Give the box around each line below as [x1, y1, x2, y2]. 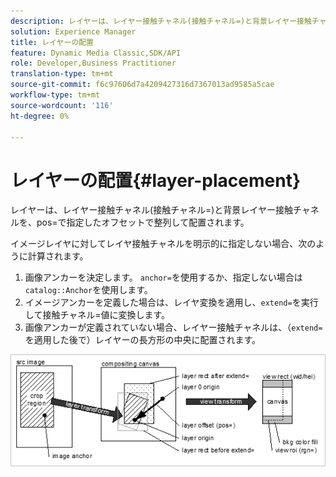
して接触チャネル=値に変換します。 [24, 309, 171, 321]
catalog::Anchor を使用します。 [24, 284, 153, 296]
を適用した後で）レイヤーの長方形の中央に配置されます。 [24, 334, 261, 346]
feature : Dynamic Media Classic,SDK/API [10, 48, 182, 58]
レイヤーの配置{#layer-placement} [10, 169, 302, 192]
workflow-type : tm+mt [10, 90, 101, 100]
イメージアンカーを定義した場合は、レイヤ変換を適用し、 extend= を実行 [24, 296, 319, 309]
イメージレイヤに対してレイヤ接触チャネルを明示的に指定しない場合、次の [10, 238, 317, 250]
